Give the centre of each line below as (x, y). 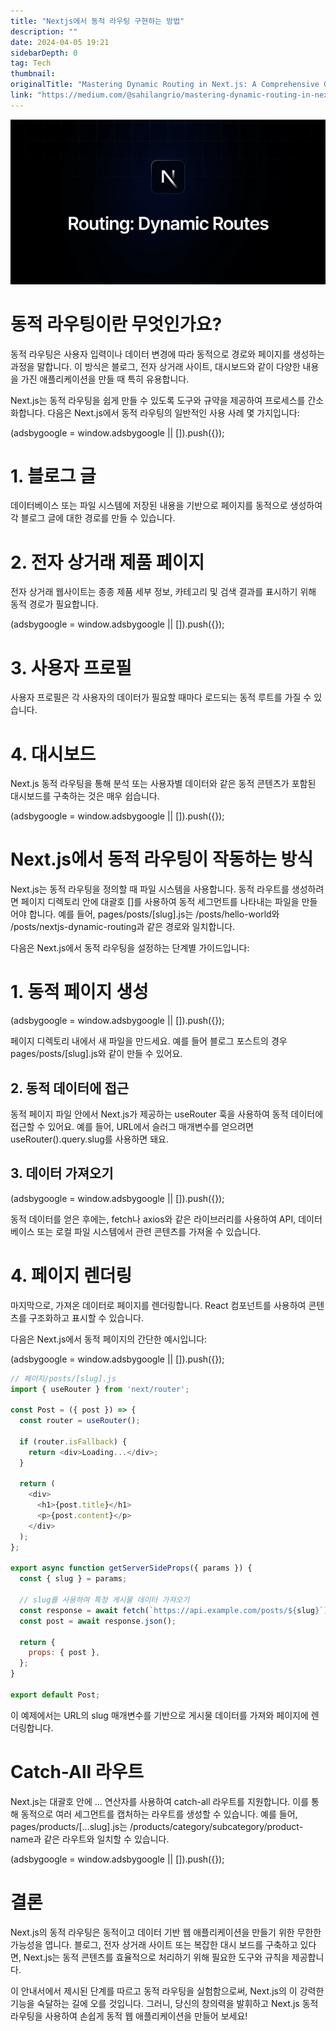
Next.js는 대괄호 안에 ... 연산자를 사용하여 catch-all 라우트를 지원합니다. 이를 (160, 1801)
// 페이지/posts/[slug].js (63, 1378)
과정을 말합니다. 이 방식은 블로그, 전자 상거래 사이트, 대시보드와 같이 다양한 (155, 366)
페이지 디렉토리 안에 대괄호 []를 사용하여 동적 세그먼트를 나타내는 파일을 (160, 902)
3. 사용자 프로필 (71, 667)
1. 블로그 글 (53, 476)
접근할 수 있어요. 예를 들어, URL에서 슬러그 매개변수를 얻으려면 (132, 1126)
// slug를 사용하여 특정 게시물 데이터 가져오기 (104, 1600)
